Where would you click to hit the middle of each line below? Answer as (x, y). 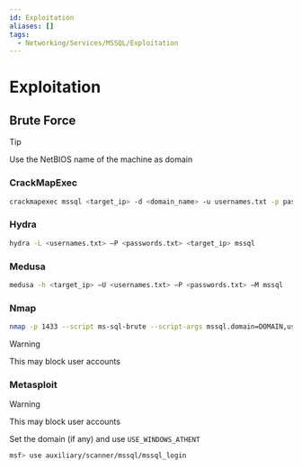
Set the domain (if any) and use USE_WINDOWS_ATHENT (105, 439)
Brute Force (43, 120)
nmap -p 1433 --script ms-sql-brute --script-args (106, 327)
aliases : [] (31, 26)
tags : (19, 34)
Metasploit (33, 384)
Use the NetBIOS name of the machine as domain (101, 159)
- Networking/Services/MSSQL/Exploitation (98, 43)
